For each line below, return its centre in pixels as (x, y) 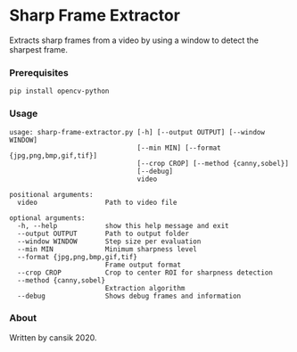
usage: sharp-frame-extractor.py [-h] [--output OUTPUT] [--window (137, 132)
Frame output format (143, 265)
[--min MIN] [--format (179, 148)
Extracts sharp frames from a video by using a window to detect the (134, 40)
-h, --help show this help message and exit (123, 225)
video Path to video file (97, 202)
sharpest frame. (39, 49)
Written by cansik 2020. (53, 337)
